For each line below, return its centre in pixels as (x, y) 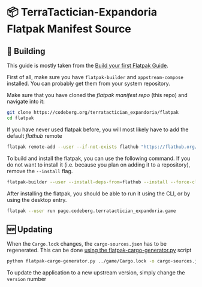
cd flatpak (20, 118)
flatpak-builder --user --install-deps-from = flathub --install (88, 182)
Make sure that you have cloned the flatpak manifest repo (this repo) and (97, 95)
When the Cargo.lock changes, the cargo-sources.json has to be (87, 244)
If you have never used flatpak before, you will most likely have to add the (98, 129)
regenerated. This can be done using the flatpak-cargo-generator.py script (99, 250)
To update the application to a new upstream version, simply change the (96, 273)
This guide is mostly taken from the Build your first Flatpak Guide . (88, 65)
